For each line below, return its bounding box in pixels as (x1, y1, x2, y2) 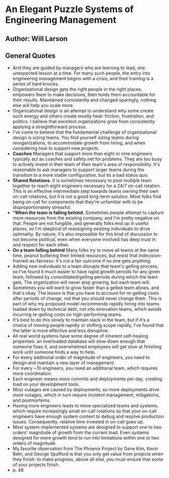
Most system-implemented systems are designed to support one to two (12, 424, 162, 430)
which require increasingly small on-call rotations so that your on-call (12, 408, 157, 414)
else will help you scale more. (12, 102, 74, 109)
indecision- (138, 252, 162, 258)
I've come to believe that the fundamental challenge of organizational (12, 129, 157, 135)
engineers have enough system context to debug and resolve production (12, 413, 164, 419)
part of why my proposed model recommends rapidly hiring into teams (12, 301, 160, 307)
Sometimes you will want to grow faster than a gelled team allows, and (12, 285, 159, 291)
